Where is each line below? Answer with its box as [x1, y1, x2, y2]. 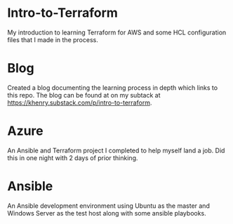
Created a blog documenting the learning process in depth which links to [7, 83, 218, 92]
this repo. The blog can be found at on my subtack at [7, 91, 161, 99]
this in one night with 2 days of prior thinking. [7, 153, 138, 162]
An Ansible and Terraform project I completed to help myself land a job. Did [7, 146, 225, 154]
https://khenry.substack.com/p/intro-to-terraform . [7, 98, 152, 107]
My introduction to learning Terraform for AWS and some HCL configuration [7, 28, 227, 37]
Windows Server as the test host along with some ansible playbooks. [7, 209, 207, 217]
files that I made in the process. [7, 35, 98, 44]
